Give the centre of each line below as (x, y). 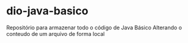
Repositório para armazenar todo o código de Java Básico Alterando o (94, 27)
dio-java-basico (47, 11)
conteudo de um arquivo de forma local (55, 33)
